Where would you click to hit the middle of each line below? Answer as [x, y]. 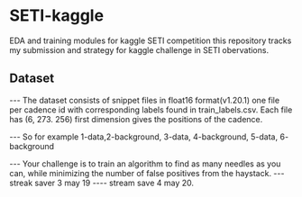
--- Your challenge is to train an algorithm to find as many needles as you [145, 164]
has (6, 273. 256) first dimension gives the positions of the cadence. [136, 119]
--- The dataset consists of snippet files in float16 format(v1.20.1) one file [145, 100]
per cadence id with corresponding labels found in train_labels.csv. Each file [151, 110]
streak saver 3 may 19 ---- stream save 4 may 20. [101, 183]
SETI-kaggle [57, 16]
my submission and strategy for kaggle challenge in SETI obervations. [139, 49]
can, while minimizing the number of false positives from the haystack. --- [147, 173]
